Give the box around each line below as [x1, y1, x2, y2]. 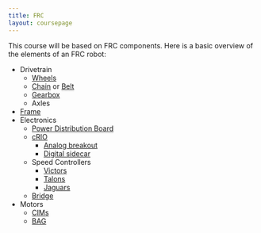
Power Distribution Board [31, 124, 114, 133]
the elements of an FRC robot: [8, 49, 107, 59]
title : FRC [8, 11, 44, 20]
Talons [43, 174, 66, 183]
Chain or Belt [31, 81, 75, 91]
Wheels [31, 73, 57, 82]
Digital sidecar [43, 148, 91, 159]
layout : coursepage [8, 19, 73, 27]
